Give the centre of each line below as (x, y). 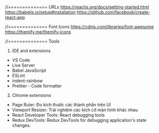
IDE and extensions (31, 51)
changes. (21, 125)
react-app (15, 17)
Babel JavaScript (29, 70)
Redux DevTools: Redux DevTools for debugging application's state (79, 120)
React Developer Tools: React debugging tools (58, 115)
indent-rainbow (27, 81)
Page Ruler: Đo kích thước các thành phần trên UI (61, 105)
